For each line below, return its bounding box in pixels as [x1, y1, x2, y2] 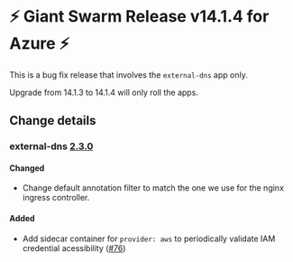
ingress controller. [22, 192, 90, 203]
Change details [9, 113, 96, 128]
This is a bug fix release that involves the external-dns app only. [9, 69, 248, 80]
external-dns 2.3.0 [9, 140, 94, 153]
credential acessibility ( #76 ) [22, 242, 126, 253]
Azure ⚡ [9, 33, 70, 54]
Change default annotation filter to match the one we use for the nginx [22, 182, 284, 193]
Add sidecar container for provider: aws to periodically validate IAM [22, 233, 276, 244]
